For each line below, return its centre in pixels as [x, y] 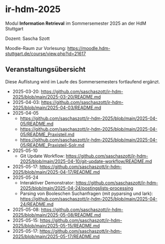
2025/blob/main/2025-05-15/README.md [56, 225]
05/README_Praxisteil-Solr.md [52, 145]
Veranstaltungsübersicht [45, 69]
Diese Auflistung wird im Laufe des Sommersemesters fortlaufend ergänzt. [82, 81]
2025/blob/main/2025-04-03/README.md [57, 108]
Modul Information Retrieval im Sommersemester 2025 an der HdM [76, 23]
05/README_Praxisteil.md [47, 134]
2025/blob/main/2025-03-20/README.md [57, 96]
